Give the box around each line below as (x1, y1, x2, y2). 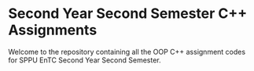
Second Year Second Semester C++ (8, 5, 248, 23)
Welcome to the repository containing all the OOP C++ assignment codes (8, 47, 246, 56)
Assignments (8, 21, 98, 39)
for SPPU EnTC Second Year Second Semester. (8, 55, 161, 65)
